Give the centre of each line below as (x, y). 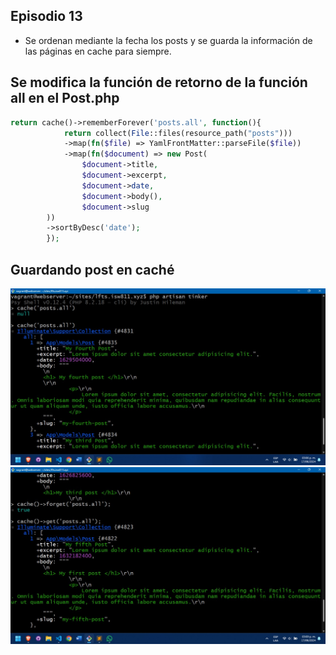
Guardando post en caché (92, 269)
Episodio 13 (46, 16)
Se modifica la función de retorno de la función (159, 82)
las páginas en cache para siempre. (98, 51)
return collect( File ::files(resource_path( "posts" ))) (178, 133)
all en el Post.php (65, 98)
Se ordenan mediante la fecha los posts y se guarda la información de (168, 40)
